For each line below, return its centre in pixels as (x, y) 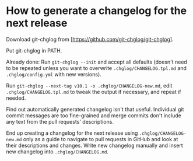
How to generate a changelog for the (96, 11)
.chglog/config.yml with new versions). (54, 74)
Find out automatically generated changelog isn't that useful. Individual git (95, 109)
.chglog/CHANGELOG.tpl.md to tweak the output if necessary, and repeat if (94, 92)
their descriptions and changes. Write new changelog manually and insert (95, 145)
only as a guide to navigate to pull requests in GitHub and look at (101, 139)
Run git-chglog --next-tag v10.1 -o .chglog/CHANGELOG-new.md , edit (89, 85)
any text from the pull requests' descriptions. (60, 121)
